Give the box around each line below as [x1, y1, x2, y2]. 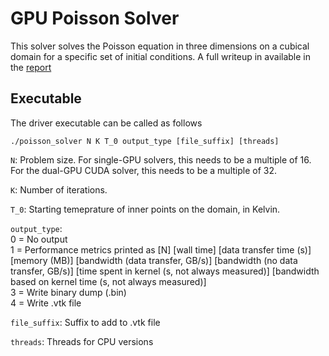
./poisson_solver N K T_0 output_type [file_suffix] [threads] [10, 136, 280, 146]
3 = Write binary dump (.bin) [10, 286, 127, 298]
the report [10, 61, 52, 73]
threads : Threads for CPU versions [10, 335, 154, 347]
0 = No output [10, 233, 68, 245]
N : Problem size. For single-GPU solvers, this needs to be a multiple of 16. [10, 153, 312, 166]
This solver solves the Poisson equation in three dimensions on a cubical [10, 40, 310, 52]
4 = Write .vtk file [10, 297, 82, 309]
